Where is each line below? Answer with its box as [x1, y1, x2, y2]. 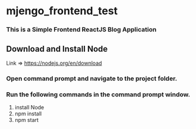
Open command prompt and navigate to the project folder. [6, 74, 178, 83]
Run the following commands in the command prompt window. [6, 90, 191, 99]
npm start [14, 117, 39, 124]
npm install [14, 110, 42, 117]
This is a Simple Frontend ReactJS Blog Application [6, 26, 157, 34]
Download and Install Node [6, 43, 108, 54]
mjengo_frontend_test [6, 4, 118, 18]
